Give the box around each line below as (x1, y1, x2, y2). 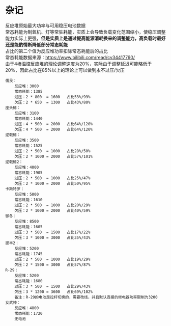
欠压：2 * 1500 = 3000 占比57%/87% (14, 262, 91, 267)
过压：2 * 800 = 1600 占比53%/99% (14, 94, 91, 99)
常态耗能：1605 (14, 224, 43, 229)
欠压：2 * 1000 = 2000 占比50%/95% (14, 181, 91, 186)
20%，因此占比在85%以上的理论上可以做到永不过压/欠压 (5, 67, 125, 73)
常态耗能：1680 (14, 278, 43, 283)
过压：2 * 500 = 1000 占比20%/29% (14, 202, 91, 208)
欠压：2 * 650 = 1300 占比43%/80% (14, 100, 91, 105)
